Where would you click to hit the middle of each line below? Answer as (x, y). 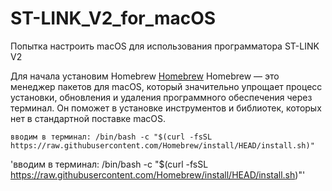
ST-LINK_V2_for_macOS (113, 18)
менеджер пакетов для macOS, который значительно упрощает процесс (166, 86)
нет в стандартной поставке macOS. (88, 118)
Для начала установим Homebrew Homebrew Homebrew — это (145, 76)
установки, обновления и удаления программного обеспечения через (161, 97)
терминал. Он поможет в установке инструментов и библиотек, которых (166, 108)
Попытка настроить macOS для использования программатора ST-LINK (165, 46)
